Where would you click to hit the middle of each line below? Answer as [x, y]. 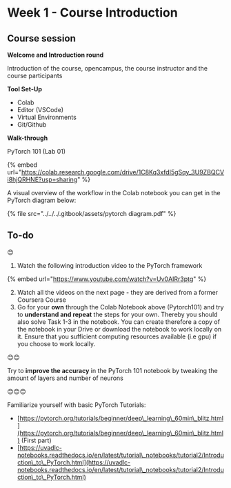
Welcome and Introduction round [56, 55]
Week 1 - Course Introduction [92, 13]
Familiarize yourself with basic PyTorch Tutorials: [77, 405]
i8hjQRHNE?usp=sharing [42, 179]
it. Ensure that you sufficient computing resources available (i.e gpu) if [117, 336]
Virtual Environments [47, 117]
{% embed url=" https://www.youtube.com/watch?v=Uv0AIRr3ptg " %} [107, 279]
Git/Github [32, 125]
